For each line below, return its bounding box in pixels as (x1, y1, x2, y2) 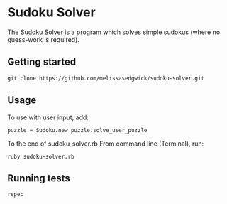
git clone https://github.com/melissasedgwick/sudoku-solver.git (7, 75, 204, 82)
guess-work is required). (7, 35, 80, 43)
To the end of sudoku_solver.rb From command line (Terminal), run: (7, 139, 204, 148)
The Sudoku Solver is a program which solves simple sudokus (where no (7, 28, 221, 36)
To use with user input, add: (7, 113, 89, 122)
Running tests (7, 172, 71, 184)
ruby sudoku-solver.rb (7, 153, 74, 160)
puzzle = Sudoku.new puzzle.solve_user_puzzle (7, 127, 148, 134)
